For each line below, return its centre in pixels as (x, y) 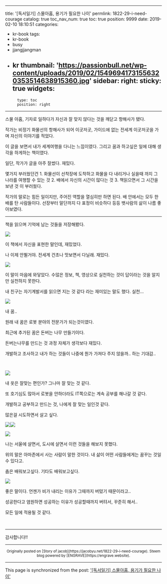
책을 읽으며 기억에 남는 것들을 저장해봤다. (45, 224)
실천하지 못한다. (26, 281)
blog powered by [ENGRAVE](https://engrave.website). (83, 555)
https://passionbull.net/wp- (103, 65)
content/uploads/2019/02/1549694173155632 (86, 73)
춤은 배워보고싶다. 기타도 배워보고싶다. (42, 471)
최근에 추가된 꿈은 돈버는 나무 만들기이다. (45, 332)
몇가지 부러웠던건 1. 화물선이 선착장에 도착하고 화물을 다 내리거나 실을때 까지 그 (82, 173)
